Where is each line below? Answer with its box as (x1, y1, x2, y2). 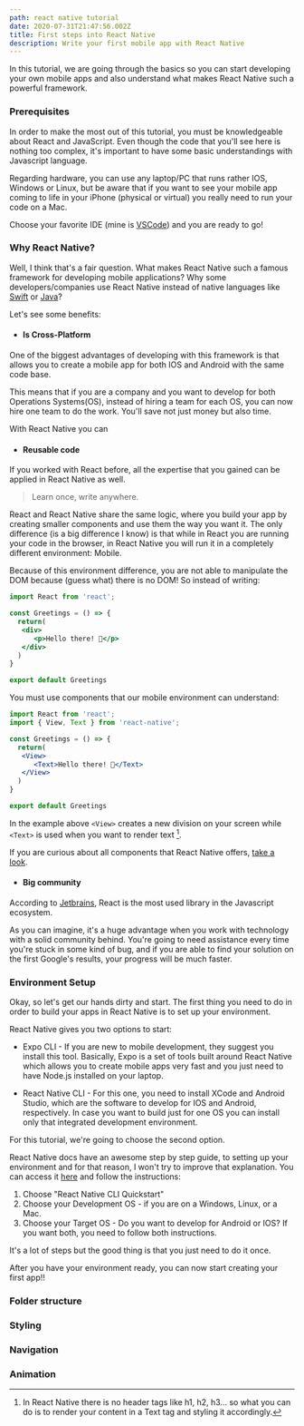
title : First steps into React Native (9, 30, 156, 39)
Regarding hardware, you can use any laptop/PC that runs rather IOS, (9, 172, 268, 183)
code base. (9, 369, 52, 380)
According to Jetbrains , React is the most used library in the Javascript (9, 897, 274, 908)
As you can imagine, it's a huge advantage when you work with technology (9, 924, 290, 935)
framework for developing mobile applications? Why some (9, 271, 227, 282)
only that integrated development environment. (22, 1117, 198, 1128)
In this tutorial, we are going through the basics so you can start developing (9, 63, 291, 74)
